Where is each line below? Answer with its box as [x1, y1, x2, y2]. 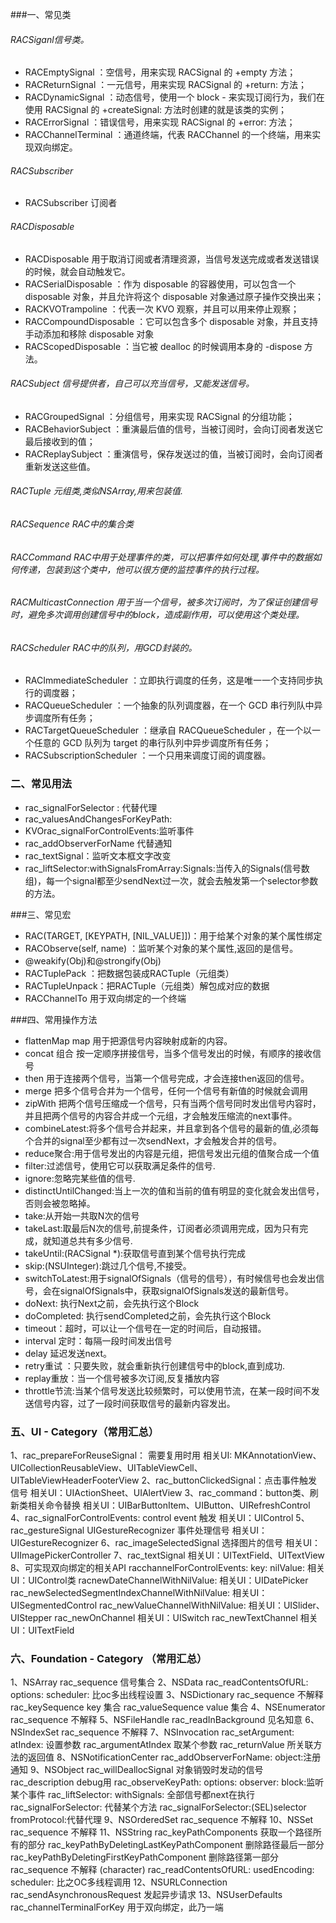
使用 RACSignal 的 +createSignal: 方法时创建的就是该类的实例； [24, 104, 288, 116]
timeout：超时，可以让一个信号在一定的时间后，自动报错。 [24, 1322, 267, 1334]
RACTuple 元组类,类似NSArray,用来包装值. [10, 485, 184, 497]
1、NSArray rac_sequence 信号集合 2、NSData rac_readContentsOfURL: [10, 1676, 309, 1688]
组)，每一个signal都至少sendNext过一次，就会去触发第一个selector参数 [24, 874, 319, 887]
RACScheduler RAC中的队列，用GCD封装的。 [10, 641, 198, 653]
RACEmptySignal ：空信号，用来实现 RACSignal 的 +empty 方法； [24, 66, 297, 78]
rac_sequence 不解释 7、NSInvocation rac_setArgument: [61, 1726, 295, 1738]
